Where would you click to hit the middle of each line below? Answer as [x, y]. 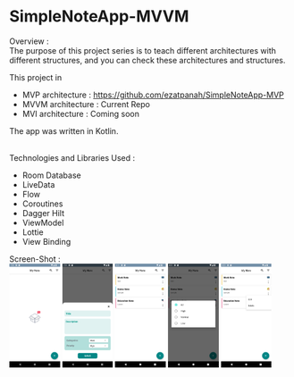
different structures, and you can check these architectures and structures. [147, 60]
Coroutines [42, 204]
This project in [36, 77]
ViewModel [43, 222]
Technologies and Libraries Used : [72, 157]
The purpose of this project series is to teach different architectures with [143, 50]
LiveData [38, 184]
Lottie [33, 232]
